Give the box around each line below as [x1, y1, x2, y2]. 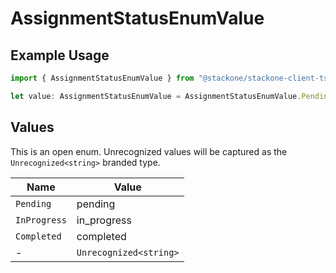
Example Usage [10, 47, 110, 64]
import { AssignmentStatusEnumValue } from [10, 73, 195, 83]
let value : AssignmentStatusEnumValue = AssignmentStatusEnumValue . [10, 91, 302, 101]
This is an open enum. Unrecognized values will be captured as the [10, 145, 288, 157]
